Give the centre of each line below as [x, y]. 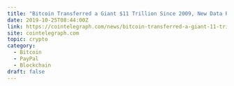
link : [15, 26]
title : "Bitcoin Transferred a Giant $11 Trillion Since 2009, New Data [115, 14]
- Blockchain [32, 65]
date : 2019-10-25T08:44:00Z [48, 20]
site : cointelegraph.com [43, 33]
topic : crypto [28, 40]
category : [22, 46]
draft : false [26, 71]
